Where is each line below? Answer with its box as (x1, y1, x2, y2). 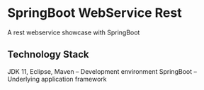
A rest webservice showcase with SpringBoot (7, 28, 140, 37)
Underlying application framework (7, 75, 108, 83)
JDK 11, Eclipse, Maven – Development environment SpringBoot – (7, 67, 197, 75)
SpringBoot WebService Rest (7, 5, 182, 21)
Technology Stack (7, 49, 89, 60)
